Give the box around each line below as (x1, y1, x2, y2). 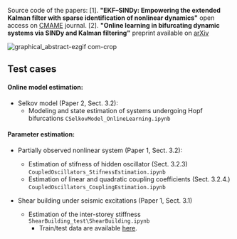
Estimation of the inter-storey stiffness (28, 210, 141, 218)
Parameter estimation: (7, 130, 75, 139)
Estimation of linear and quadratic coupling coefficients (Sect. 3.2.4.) (28, 174, 231, 184)
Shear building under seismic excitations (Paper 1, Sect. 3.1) (17, 196, 193, 205)
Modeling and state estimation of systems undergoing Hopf (28, 106, 203, 115)
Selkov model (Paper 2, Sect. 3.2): (17, 99, 119, 107)
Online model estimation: (7, 83, 84, 91)
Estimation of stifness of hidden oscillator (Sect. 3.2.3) (28, 159, 188, 168)
